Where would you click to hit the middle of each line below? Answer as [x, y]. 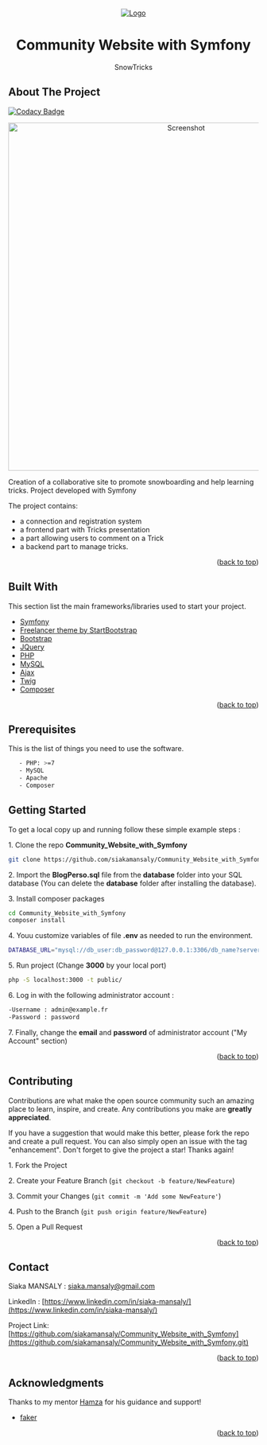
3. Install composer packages [56, 898]
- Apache [33, 778]
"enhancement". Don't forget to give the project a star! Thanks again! [121, 1150]
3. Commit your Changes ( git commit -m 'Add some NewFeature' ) [115, 1196]
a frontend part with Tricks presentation [85, 529]
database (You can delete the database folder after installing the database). [132, 883]
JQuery [32, 647]
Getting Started [47, 810]
